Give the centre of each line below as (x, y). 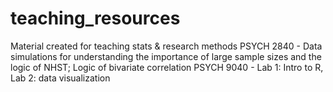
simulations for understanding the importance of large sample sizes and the (166, 56)
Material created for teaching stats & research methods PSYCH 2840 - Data (166, 46)
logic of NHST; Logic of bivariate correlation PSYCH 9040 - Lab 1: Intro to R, (167, 67)
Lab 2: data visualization (60, 78)
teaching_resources (95, 18)
